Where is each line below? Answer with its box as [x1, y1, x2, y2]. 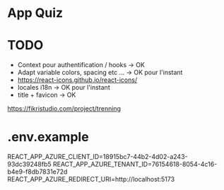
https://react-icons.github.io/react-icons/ [17, 76, 138, 84]
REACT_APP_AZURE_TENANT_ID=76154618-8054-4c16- [52, 160, 218, 169]
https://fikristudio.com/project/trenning [7, 105, 122, 113]
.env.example [7, 129, 90, 146]
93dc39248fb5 [7, 160, 52, 169]
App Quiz [7, 5, 64, 21]
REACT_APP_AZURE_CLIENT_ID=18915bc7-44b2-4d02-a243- [7, 153, 188, 161]
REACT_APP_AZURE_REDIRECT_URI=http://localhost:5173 [7, 175, 175, 184]
